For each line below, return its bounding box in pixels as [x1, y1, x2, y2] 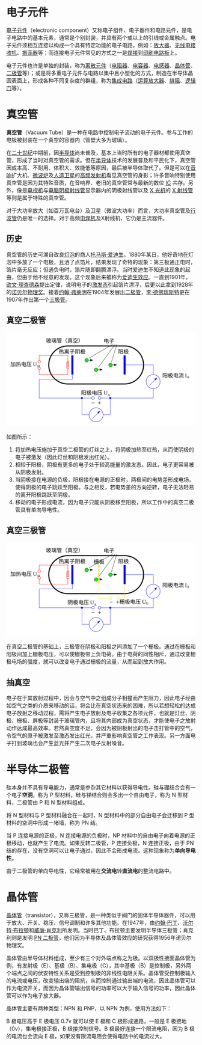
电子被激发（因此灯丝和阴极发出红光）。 [14, 453, 113, 461]
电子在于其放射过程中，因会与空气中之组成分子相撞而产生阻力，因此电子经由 [6, 694, 196, 702]
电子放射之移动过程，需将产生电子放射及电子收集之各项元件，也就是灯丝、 [6, 709, 191, 717]
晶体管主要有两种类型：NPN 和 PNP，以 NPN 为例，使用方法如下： [6, 1005, 173, 1012]
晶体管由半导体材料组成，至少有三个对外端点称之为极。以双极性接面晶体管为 [6, 954, 196, 962]
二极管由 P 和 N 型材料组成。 [16, 799, 88, 806]
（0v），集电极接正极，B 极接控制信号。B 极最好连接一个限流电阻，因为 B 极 [6, 1025, 195, 1032]
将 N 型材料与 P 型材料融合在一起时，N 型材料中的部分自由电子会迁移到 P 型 [6, 812, 195, 819]
